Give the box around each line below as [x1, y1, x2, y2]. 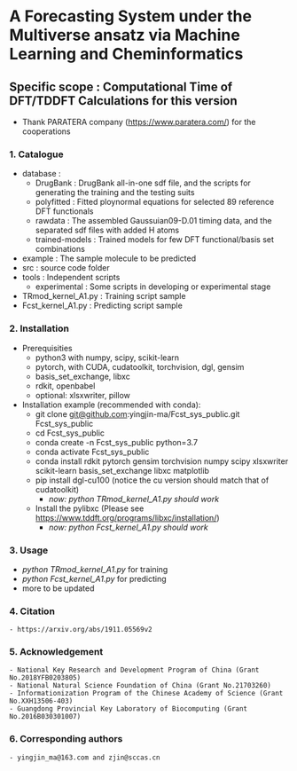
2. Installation [9, 322, 69, 334]
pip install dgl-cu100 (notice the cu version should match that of [35, 475, 270, 485]
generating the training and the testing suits [35, 187, 195, 198]
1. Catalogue [9, 148, 64, 161]
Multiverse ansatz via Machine [9, 25, 241, 45]
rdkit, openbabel [35, 380, 96, 391]
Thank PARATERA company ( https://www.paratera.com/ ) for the [21, 117, 256, 127]
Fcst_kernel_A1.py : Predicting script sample [21, 300, 184, 311]
